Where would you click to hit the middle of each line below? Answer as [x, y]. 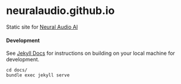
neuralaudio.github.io [60, 11]
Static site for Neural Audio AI [42, 27]
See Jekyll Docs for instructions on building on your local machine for [90, 53]
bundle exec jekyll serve [38, 75]
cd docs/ [17, 70]
